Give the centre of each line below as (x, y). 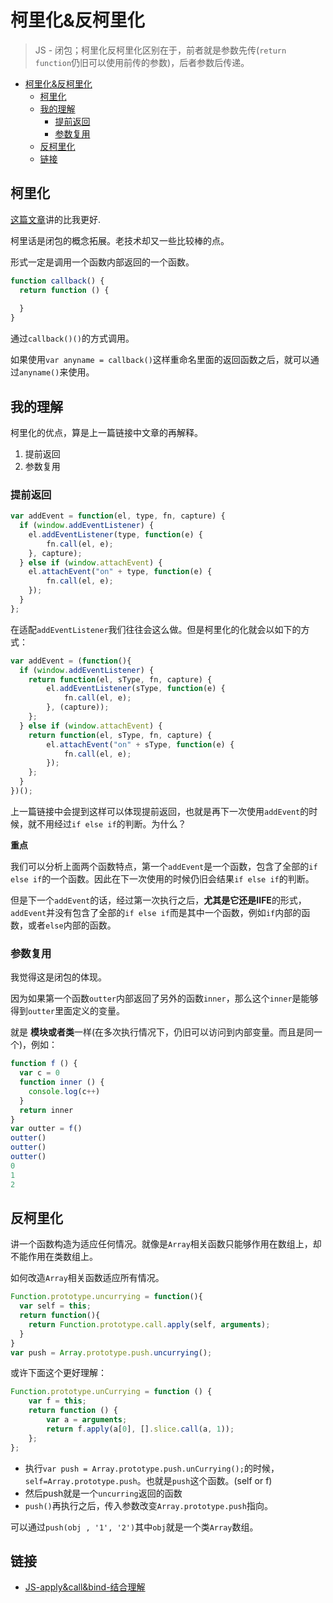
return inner (46, 1110)
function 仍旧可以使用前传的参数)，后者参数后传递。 (142, 62)
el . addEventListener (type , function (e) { (115, 534)
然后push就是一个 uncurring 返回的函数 (103, 1493)
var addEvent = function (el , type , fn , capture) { (118, 516)
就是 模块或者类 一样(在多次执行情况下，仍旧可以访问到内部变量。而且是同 (162, 1032)
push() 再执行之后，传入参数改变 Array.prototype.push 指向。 (148, 1505)
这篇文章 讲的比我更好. (56, 219)
